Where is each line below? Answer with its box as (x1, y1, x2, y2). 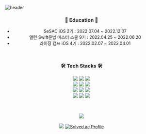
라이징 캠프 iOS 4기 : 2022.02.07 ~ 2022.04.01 (39, 40, 131, 46)
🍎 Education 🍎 (65, 17, 98, 23)
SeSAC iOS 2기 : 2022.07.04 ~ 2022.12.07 (43, 28, 127, 34)
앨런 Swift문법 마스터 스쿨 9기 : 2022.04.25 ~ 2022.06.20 (29, 34, 142, 40)
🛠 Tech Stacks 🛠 (60, 63, 103, 69)
